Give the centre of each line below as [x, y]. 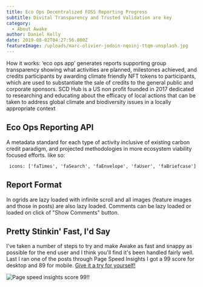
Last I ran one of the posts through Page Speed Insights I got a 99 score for [101, 259]
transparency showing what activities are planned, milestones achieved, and [101, 69]
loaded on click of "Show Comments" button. [63, 212]
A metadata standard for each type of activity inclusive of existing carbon [98, 142]
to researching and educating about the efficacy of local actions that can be [101, 95]
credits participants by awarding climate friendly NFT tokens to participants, [101, 76]
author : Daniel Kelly [34, 35]
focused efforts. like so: [36, 155]
